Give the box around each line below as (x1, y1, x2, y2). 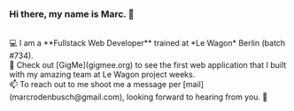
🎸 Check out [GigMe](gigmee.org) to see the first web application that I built (9, 60, 287, 70)
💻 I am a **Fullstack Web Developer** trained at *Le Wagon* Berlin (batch (9, 38, 286, 48)
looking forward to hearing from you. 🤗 (127, 92, 268, 102)
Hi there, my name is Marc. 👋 (9, 8, 135, 20)
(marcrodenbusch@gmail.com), (9, 92, 126, 102)
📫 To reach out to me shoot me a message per (9, 79, 182, 90)
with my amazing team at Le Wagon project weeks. (9, 70, 196, 80)
